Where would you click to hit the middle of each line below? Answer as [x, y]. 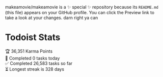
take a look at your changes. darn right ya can [52, 18]
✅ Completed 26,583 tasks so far [39, 63]
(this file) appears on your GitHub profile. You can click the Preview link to [80, 12]
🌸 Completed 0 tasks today [32, 58]
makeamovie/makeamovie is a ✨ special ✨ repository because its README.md [82, 7]
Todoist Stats [33, 37]
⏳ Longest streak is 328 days [35, 69]
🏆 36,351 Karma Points [29, 51]
